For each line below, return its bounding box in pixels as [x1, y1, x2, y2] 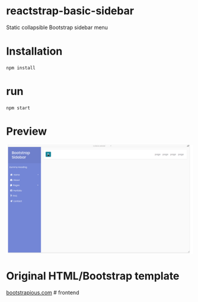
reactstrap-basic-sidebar [6, 4, 135, 18]
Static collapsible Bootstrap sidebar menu [6, 24, 108, 31]
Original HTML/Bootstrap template [6, 269, 180, 282]
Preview [6, 125, 47, 138]
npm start [6, 105, 31, 111]
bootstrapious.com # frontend [6, 289, 79, 296]
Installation [6, 44, 63, 58]
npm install [6, 65, 36, 71]
